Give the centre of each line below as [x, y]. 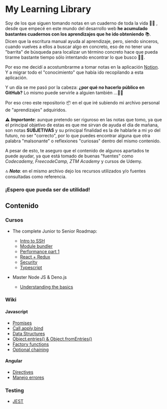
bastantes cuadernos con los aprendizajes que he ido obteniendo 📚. [78, 34]
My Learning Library [48, 9]
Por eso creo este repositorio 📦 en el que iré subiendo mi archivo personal [82, 103]
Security [28, 262]
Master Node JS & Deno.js [39, 277]
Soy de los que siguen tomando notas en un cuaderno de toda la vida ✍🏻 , [81, 23]
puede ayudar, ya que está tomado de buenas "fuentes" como [69, 156]
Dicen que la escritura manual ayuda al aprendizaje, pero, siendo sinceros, [82, 41]
